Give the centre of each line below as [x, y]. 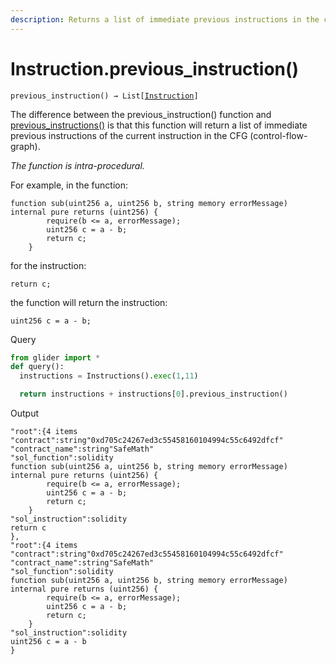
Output [24, 413]
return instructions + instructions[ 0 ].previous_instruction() [153, 394]
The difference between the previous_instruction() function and [141, 114]
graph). [25, 146]
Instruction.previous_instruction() [155, 68]
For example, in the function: [69, 185]
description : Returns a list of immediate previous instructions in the [165, 19]
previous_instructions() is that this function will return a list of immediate [159, 125]
